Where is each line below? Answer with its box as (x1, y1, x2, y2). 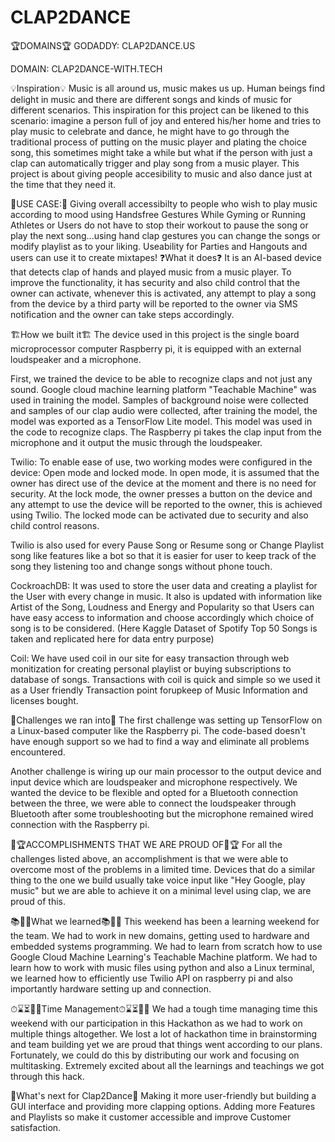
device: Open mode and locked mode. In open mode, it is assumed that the (10, 466, 320, 478)
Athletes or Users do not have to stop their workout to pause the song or (10, 219, 309, 231)
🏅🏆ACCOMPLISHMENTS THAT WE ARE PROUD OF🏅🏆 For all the (10, 838, 283, 850)
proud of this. (10, 895, 66, 907)
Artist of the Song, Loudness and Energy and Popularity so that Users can (10, 601, 315, 613)
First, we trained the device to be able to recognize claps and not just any (10, 372, 313, 385)
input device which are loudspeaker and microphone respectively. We (10, 776, 298, 788)
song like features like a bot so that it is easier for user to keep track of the (10, 549, 317, 561)
